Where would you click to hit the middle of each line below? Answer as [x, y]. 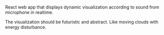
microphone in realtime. [29, 12]
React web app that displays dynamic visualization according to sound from [82, 7]
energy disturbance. [26, 27]
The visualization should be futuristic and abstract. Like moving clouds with [82, 22]
